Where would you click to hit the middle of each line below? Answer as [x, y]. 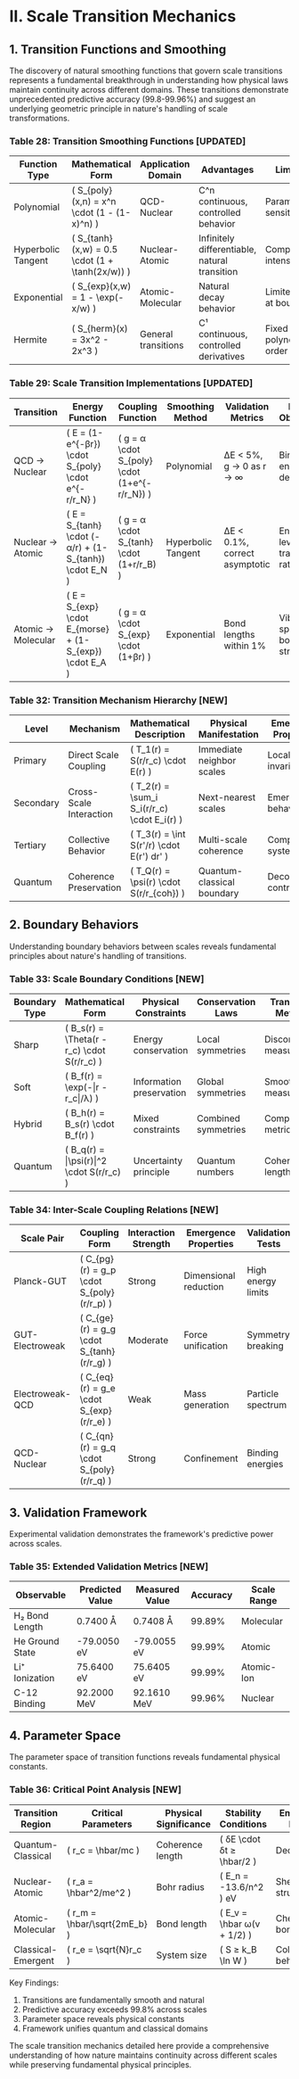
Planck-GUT [40, 1282]
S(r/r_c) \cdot [158, 760]
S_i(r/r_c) [149, 808]
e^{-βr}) [84, 443]
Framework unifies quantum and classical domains [115, 2028]
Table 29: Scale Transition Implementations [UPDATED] [131, 384]
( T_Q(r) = [150, 870]
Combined [218, 1118]
